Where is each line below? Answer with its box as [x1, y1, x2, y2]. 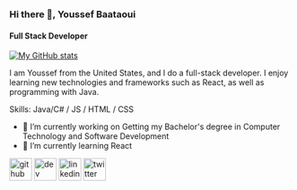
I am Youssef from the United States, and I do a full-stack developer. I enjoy [9, 67, 289, 79]
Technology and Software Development [22, 131, 170, 142]
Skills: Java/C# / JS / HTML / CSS [9, 104, 135, 115]
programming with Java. [9, 87, 100, 98]
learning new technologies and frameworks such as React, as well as [9, 77, 265, 88]
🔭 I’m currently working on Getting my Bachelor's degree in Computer [22, 121, 281, 133]
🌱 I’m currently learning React [22, 141, 133, 151]
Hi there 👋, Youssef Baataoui [9, 8, 136, 21]
